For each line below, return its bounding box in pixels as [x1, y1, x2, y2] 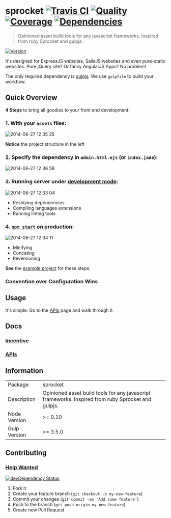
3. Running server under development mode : [5, 178, 119, 185]
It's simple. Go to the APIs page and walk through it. [5, 307, 115, 313]
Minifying [12, 244, 33, 251]
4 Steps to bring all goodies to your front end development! [5, 107, 130, 113]
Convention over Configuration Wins [5, 278, 98, 285]
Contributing [5, 449, 47, 457]
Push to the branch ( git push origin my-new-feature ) [12, 502, 126, 508]
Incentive [5, 337, 30, 344]
